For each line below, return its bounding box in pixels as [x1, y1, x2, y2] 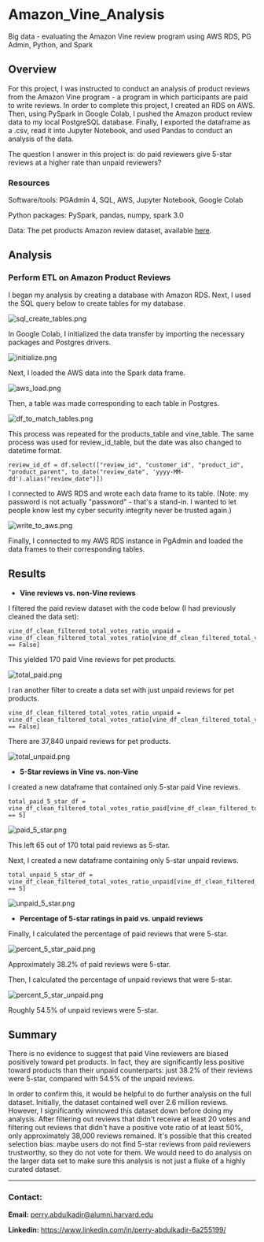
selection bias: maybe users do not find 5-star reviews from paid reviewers [8, 1140, 251, 1149]
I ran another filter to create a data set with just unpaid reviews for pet [8, 685, 234, 694]
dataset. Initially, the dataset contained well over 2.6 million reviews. [8, 1098, 229, 1107]
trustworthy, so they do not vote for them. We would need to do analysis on [8, 1148, 252, 1158]
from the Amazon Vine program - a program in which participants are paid [8, 92, 248, 102]
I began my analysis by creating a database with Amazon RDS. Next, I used [8, 290, 251, 299]
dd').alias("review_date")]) [8, 474, 104, 482]
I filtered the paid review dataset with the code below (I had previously [8, 603, 236, 612]
